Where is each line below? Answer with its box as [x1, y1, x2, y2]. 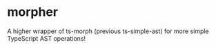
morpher [7, 4, 59, 20]
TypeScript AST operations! [7, 34, 86, 42]
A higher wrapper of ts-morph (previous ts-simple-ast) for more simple [7, 27, 209, 35]
